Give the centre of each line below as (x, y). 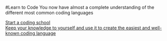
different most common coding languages (49, 13)
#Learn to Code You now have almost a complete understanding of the (80, 7)
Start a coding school (28, 23)
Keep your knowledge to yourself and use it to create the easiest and (78, 28)
